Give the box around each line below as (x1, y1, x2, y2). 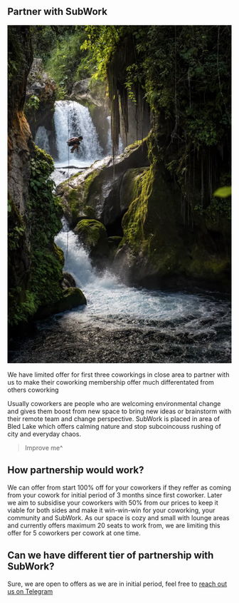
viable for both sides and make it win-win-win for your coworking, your (7, 506, 216, 515)
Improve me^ (24, 444, 63, 452)
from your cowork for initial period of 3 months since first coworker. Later (7, 490, 223, 499)
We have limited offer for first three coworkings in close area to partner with (7, 370, 230, 379)
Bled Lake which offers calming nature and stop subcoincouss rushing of (7, 422, 222, 431)
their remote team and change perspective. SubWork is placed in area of (7, 415, 221, 423)
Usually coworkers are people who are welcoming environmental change (7, 400, 221, 408)
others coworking (7, 385, 59, 395)
